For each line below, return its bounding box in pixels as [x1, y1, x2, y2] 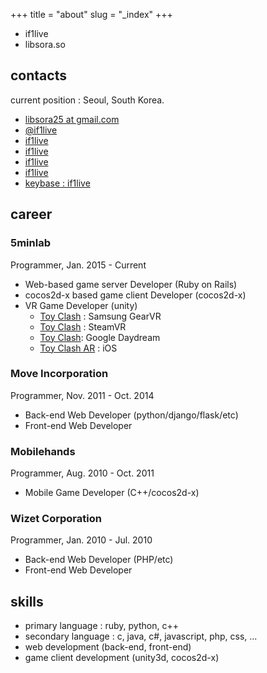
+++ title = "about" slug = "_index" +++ [10, 9, 173, 20]
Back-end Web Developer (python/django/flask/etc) [24, 409, 239, 421]
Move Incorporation [10, 367, 109, 381]
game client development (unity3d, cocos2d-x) [24, 652, 220, 664]
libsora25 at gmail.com [24, 113, 120, 125]
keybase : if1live [24, 177, 91, 189]
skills [10, 593, 44, 610]
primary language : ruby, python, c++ [24, 620, 179, 632]
